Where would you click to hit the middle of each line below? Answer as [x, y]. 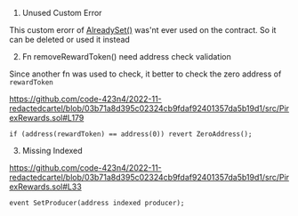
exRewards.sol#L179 [47, 118]
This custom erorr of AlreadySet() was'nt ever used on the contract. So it [143, 30]
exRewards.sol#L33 [45, 187]
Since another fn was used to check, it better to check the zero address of [145, 74]
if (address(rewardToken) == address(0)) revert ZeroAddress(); [131, 134]
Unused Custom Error [62, 13]
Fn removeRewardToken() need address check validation [126, 56]
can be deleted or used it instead [70, 40]
